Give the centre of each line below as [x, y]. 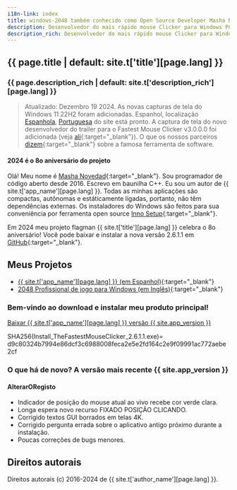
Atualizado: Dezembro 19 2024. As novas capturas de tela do [113, 106]
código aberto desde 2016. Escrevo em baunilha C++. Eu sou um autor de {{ [118, 184]
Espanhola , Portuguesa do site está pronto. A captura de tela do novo [126, 122]
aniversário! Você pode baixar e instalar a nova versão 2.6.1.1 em [101, 235]
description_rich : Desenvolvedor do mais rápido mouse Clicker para [110, 34]
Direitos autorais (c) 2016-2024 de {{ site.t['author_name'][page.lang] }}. [113, 479]
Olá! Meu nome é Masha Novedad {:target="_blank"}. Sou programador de [115, 176]
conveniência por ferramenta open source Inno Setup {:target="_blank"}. [112, 214]
